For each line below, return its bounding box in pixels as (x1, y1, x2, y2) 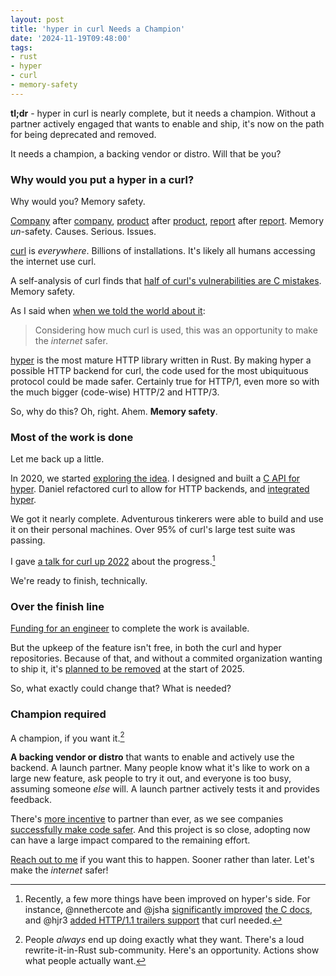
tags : (10, 42, 33, 53)
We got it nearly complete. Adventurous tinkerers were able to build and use (10, 513, 324, 525)
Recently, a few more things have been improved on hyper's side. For (24, 893, 311, 905)
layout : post (10, 14, 65, 25)
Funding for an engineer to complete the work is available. (10, 622, 250, 635)
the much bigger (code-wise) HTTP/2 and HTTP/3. (10, 386, 220, 398)
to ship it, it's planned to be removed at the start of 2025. (10, 663, 245, 675)
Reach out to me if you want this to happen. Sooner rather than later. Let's (10, 854, 315, 866)
